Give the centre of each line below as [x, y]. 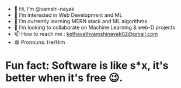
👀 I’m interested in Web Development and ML [68, 15]
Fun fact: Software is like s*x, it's [87, 66]
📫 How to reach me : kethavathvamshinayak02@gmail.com [86, 34]
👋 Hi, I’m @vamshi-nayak [44, 9]
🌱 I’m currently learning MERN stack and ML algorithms [80, 21]
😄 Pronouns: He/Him [39, 42]
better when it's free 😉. [64, 78]
